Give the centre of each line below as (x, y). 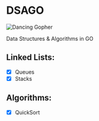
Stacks (23, 78)
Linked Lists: (31, 58)
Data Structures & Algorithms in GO (50, 38)
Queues (25, 72)
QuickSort (27, 112)
